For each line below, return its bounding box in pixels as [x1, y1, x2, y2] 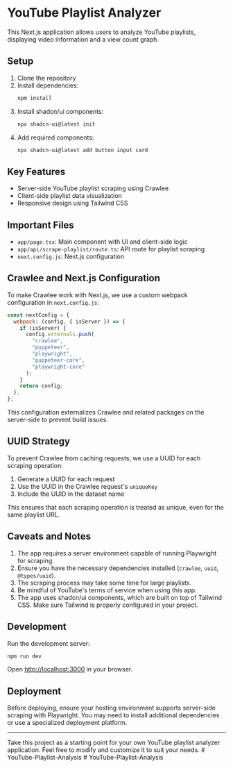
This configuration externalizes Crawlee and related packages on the [7, 408, 205, 417]
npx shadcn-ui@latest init [17, 120, 96, 128]
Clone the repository [17, 74, 76, 82]
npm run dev [7, 653, 42, 660]
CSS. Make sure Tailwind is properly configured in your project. [17, 601, 199, 609]
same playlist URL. [7, 510, 60, 519]
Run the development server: [7, 639, 90, 647]
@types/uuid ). [17, 571, 56, 579]
